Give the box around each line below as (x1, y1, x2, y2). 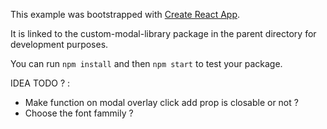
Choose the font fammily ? (24, 107, 134, 119)
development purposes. (10, 39, 109, 50)
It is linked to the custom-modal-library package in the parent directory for (10, 28, 317, 39)
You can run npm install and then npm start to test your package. (10, 58, 283, 69)
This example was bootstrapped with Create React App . (10, 9, 241, 20)
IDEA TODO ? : (10, 77, 71, 89)
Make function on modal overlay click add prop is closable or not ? (24, 97, 299, 108)
